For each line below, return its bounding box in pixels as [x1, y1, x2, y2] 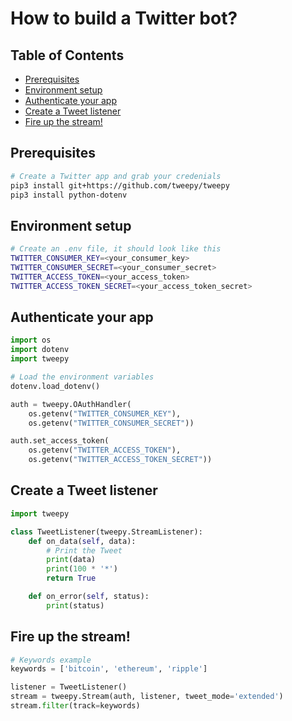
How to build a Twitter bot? [10, 7, 238, 30]
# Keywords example [10, 655, 92, 665]
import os [10, 335, 52, 346]
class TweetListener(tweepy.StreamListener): [10, 527, 203, 537]
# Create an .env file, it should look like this [10, 244, 222, 254]
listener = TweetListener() [10, 682, 128, 692]
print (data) [46, 555, 97, 565]
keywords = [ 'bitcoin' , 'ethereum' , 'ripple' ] [10, 664, 208, 674]
